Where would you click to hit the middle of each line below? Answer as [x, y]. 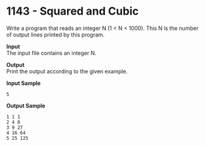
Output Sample [26, 106]
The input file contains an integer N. [51, 53]
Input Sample [23, 83]
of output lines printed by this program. [56, 34]
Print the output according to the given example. [67, 71]
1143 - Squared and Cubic [73, 11]
